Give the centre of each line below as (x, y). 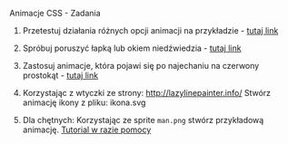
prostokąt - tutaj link (60, 75)
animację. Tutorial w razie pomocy (87, 130)
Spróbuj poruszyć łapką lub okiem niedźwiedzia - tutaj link (132, 48)
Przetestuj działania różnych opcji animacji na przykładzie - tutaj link (150, 30)
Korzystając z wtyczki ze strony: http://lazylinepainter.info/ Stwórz (146, 93)
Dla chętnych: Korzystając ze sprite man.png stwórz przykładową (143, 120)
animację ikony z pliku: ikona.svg (84, 102)
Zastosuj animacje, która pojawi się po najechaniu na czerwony (141, 66)
